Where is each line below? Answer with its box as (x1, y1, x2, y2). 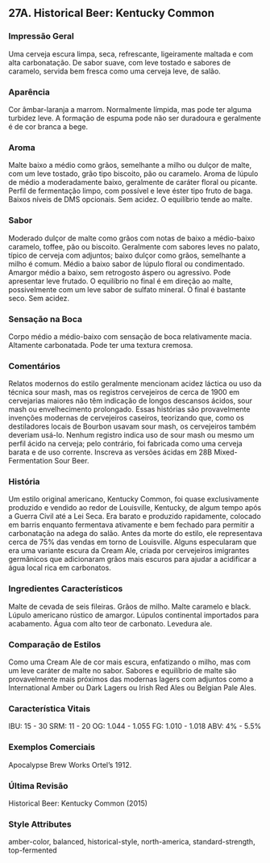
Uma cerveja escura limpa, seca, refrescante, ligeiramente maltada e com (8, 48, 254, 59)
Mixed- (213, 447, 238, 457)
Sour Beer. (54, 456, 89, 466)
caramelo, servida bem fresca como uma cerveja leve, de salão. (8, 66, 222, 76)
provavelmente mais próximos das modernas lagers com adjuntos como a (8, 674, 254, 685)
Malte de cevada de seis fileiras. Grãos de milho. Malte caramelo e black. (8, 601, 251, 611)
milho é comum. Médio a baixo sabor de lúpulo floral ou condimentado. (8, 258, 245, 269)
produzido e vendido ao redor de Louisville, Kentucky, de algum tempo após (8, 503, 262, 513)
